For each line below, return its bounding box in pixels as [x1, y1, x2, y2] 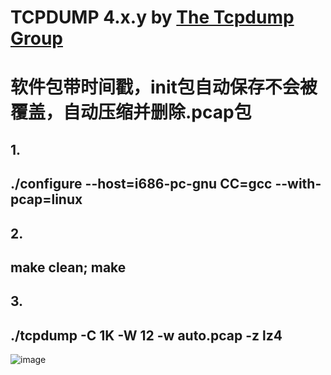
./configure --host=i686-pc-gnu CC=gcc [10, 176, 273, 193]
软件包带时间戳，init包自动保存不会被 [10, 76, 318, 99]
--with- [274, 176, 322, 193]
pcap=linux [10, 191, 83, 208]
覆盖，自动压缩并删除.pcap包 [10, 101, 252, 124]
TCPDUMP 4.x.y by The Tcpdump [10, 6, 295, 29]
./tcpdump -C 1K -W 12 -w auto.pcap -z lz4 [10, 327, 283, 344]
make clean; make [10, 259, 127, 276]
